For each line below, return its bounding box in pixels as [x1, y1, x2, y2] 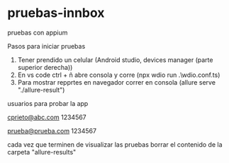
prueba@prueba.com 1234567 [7, 126, 97, 135]
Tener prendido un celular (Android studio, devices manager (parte [17, 55, 213, 64]
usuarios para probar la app [7, 99, 89, 107]
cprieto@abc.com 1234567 [7, 113, 86, 121]
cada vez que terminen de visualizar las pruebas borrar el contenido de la [7, 140, 223, 149]
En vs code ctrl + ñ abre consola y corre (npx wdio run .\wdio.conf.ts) [17, 71, 220, 79]
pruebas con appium [7, 28, 68, 37]
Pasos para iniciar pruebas [7, 42, 86, 50]
